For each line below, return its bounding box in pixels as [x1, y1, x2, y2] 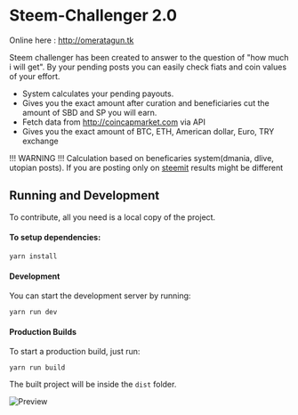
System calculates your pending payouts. [21, 88, 174, 99]
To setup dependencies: [9, 232, 101, 243]
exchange [21, 135, 60, 146]
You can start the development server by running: [9, 290, 191, 301]
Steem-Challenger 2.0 [9, 5, 178, 26]
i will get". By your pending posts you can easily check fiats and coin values [9, 61, 287, 72]
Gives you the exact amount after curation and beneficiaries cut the [21, 97, 270, 108]
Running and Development [9, 188, 160, 203]
